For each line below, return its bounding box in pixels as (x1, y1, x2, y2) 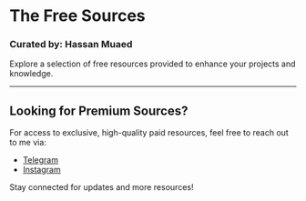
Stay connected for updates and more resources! (9, 182, 194, 193)
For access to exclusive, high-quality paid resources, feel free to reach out (9, 127, 289, 138)
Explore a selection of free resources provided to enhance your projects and (9, 58, 296, 69)
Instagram (22, 165, 61, 176)
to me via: (9, 137, 47, 148)
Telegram (22, 155, 59, 166)
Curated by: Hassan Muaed (9, 38, 133, 51)
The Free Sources (9, 5, 146, 26)
